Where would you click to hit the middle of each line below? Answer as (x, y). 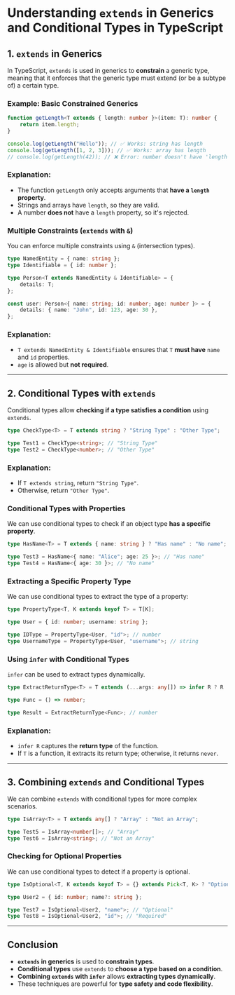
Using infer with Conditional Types (68, 659)
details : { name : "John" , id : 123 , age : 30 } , (89, 310)
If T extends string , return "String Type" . (78, 483)
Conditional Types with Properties (66, 508)
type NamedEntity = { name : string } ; (64, 259)
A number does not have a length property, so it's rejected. (103, 212)
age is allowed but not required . (63, 365)
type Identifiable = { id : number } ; (62, 265)
